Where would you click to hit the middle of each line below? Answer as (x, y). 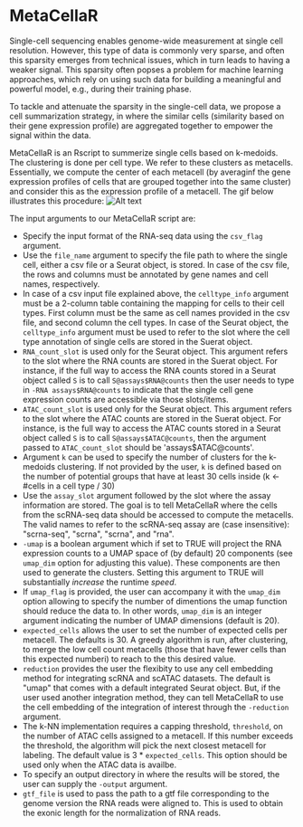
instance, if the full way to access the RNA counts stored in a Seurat (149, 370)
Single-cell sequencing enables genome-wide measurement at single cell (146, 41)
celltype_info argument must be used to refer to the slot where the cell (156, 332)
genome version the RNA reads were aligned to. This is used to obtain (152, 803)
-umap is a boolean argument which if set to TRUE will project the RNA (152, 543)
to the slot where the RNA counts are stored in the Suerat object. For (150, 361)
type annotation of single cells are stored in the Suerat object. (137, 341)
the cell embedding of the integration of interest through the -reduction (156, 707)
